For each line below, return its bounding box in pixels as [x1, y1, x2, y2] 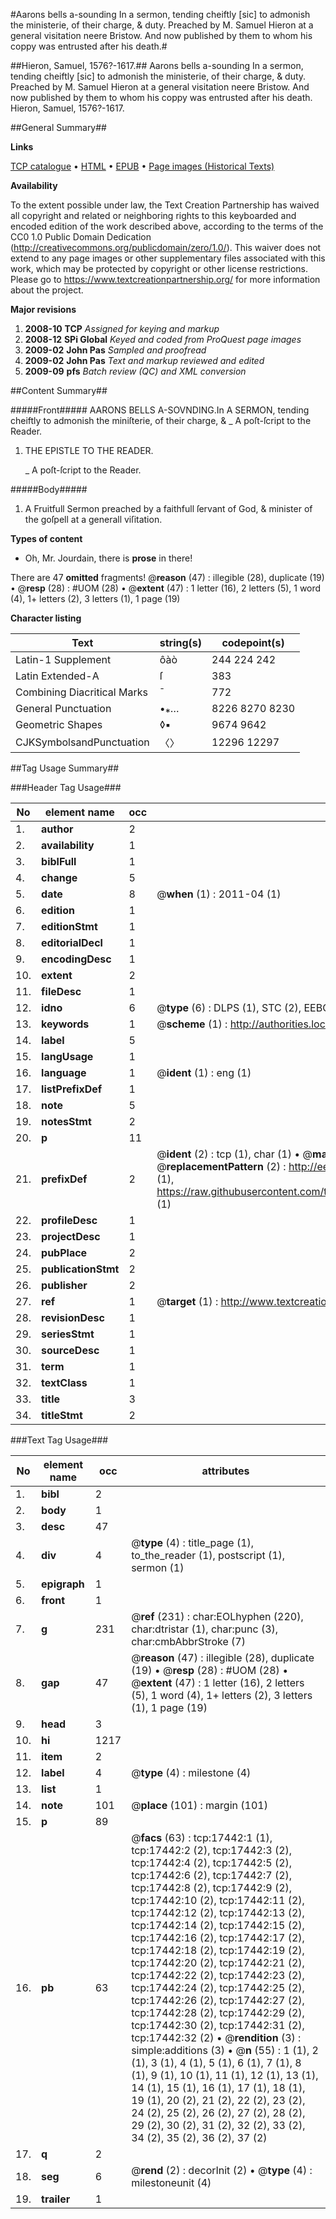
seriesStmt [41, 1327, 95, 1341]
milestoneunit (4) [131, 2176, 212, 2189]
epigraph [41, 1577, 85, 1591]
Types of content [10, 533, 83, 544]
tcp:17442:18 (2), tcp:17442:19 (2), [131, 1944, 305, 1957]
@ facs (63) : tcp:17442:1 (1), [131, 1831, 273, 1844]
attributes [201, 1464, 250, 1478]
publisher [41, 1279, 88, 1292]
